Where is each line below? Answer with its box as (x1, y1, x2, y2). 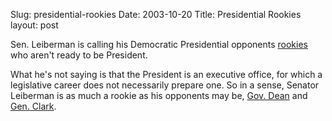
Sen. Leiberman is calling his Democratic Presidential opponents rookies (10, 39, 308, 50)
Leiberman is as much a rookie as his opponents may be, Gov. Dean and (10, 90, 308, 101)
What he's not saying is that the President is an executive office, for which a (10, 69, 323, 80)
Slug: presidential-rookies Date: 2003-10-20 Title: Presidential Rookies (10, 9, 302, 20)
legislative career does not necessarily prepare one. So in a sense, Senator (10, 79, 320, 91)
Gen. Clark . (10, 100, 57, 112)
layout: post (10, 19, 59, 31)
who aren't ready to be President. (10, 49, 148, 61)
